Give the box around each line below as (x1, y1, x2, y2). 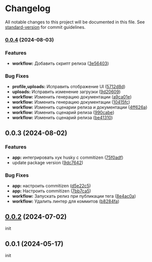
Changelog (5, 3, 51, 14)
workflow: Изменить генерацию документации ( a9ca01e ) (12, 94, 132, 100)
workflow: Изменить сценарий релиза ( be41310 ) (12, 115, 113, 121)
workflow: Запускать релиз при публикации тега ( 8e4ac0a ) (12, 193, 136, 199)
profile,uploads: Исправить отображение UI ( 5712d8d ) (12, 84, 126, 90)
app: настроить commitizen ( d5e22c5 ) (12, 183, 91, 189)
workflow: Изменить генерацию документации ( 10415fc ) (12, 99, 131, 105)
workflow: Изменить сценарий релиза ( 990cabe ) (12, 110, 114, 115)
